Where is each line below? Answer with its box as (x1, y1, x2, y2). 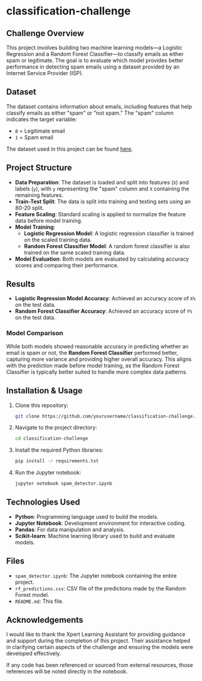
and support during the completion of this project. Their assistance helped (6, 637, 191, 644)
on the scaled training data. (23, 236, 92, 243)
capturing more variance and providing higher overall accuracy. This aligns (6, 356, 192, 363)
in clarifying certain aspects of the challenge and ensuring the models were (6, 644, 194, 651)
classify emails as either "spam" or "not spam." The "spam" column (6, 109, 174, 117)
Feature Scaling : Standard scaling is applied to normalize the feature (14, 210, 186, 217)
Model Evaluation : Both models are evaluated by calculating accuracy (14, 255, 189, 262)
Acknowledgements (6, 615, 84, 625)
